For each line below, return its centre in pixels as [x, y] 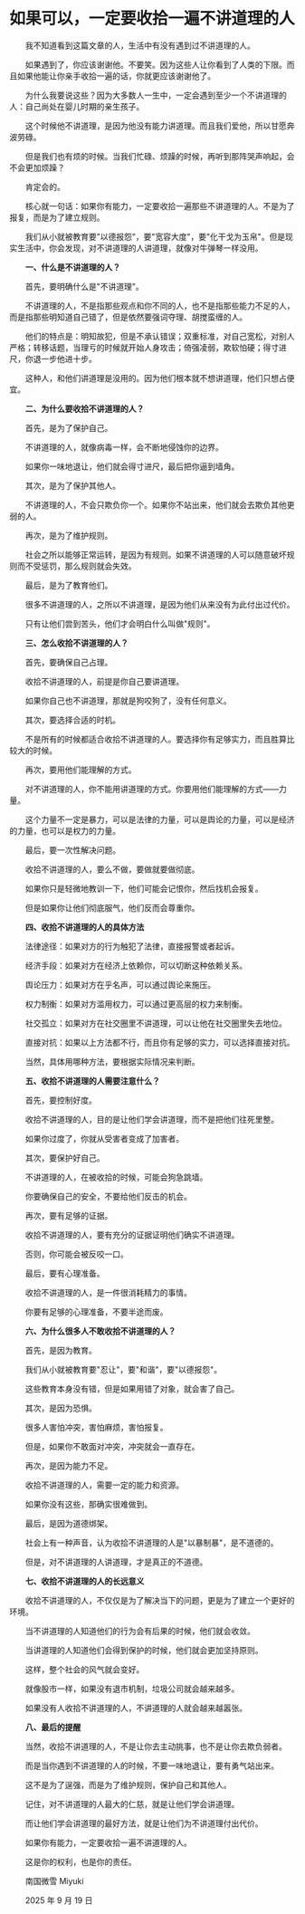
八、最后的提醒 [53, 1727]
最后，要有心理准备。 [65, 1273]
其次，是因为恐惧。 [61, 1408]
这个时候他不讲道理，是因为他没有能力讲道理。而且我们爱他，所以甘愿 [156, 125]
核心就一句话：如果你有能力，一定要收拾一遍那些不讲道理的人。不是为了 [160, 206]
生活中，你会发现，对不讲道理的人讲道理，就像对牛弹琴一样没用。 [140, 248]
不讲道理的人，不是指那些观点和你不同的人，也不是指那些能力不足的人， [160, 305]
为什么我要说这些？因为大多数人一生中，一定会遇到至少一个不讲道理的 [156, 95]
